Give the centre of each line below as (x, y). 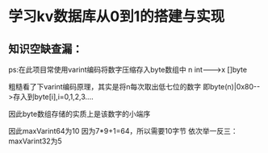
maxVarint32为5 (35, 141)
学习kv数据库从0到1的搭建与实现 (117, 17)
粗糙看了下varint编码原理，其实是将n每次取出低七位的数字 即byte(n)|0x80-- (134, 87)
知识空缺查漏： (46, 49)
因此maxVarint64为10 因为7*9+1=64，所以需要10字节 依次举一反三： (123, 131)
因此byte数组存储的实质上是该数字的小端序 (80, 114)
